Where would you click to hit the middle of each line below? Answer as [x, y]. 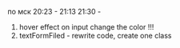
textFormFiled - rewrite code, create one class [95, 36]
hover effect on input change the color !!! [86, 27]
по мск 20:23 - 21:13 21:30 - [54, 12]
